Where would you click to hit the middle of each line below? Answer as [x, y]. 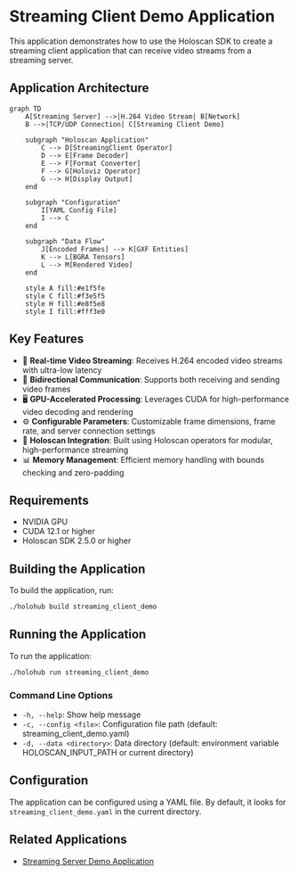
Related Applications [68, 840]
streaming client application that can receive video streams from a [130, 50]
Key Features [47, 339]
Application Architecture [79, 88]
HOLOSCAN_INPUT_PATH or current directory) [108, 753]
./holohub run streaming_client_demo [79, 672]
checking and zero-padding [73, 472]
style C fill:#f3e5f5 [65, 296]
